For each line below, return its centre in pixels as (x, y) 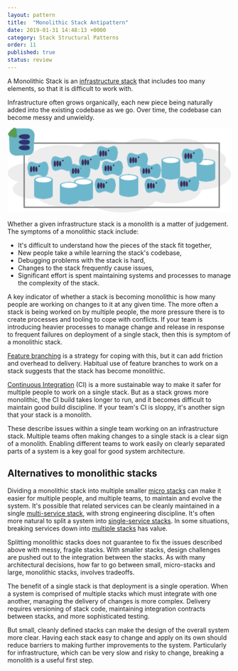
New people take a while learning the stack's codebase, (100, 253)
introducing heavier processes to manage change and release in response (116, 327)
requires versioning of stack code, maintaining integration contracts (107, 609)
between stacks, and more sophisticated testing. (79, 616)
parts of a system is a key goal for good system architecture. (96, 451)
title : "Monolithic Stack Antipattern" (68, 22)
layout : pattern (31, 15)
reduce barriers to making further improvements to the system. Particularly (117, 645)
